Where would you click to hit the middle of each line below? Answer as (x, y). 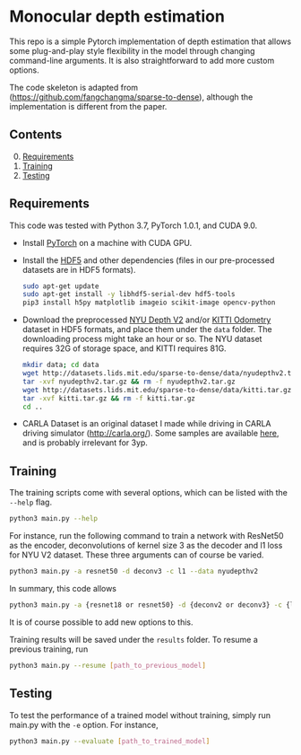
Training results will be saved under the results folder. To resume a (133, 639)
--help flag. (30, 502)
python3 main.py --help (54, 519)
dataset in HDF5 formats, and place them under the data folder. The (147, 329)
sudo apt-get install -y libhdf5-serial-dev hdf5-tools (129, 294)
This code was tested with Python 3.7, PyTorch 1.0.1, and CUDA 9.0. (133, 225)
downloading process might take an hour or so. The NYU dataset (142, 339)
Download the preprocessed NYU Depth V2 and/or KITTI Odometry (146, 320)
